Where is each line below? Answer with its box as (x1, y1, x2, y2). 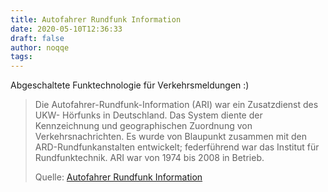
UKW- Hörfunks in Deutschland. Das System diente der (34, 109, 263, 121)
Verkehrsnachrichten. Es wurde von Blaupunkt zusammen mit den (34, 131, 307, 143)
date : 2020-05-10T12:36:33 (10, 24, 123, 34)
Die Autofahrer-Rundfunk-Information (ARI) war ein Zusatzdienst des (34, 99, 319, 111)
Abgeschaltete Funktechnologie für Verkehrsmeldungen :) (10, 79, 250, 91)
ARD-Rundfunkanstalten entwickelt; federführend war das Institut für (34, 141, 320, 153)
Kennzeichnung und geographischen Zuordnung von (34, 120, 253, 132)
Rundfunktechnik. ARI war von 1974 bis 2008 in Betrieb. (34, 152, 265, 164)
